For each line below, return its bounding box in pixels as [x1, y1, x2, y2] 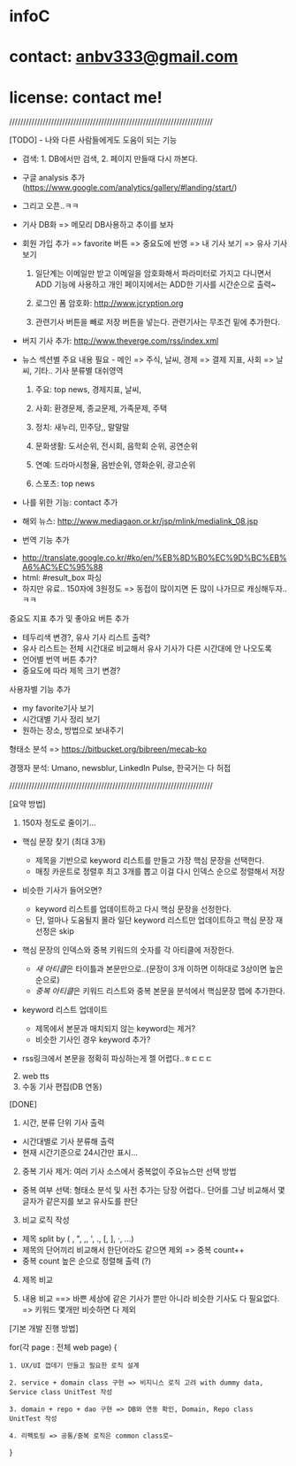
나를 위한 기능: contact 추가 [21, 498, 118, 508]
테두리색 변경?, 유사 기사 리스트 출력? [21, 632, 151, 643]
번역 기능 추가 [21, 535, 70, 545]
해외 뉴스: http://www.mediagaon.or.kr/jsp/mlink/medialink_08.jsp [21, 516, 259, 527]
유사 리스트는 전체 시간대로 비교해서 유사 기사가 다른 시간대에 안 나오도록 [21, 644, 272, 654]
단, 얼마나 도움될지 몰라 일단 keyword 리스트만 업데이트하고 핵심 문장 [34, 914, 274, 926]
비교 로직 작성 [21, 1215, 70, 1225]
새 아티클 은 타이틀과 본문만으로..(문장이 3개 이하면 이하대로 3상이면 [34, 963, 268, 975]
